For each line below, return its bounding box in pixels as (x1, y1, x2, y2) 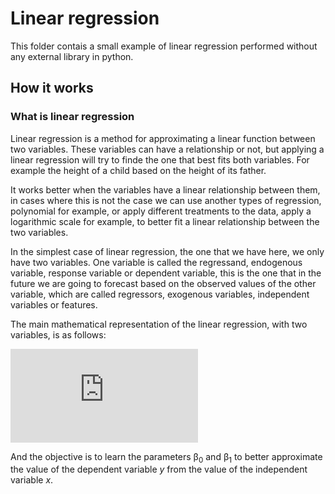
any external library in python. (10, 50, 134, 62)
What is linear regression (10, 110, 135, 124)
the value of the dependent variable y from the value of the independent (10, 463, 308, 476)
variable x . (10, 474, 54, 486)
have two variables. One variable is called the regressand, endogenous (10, 256, 303, 268)
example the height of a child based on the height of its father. (10, 164, 267, 176)
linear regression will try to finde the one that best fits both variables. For (10, 153, 310, 166)
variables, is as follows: (10, 328, 107, 341)
